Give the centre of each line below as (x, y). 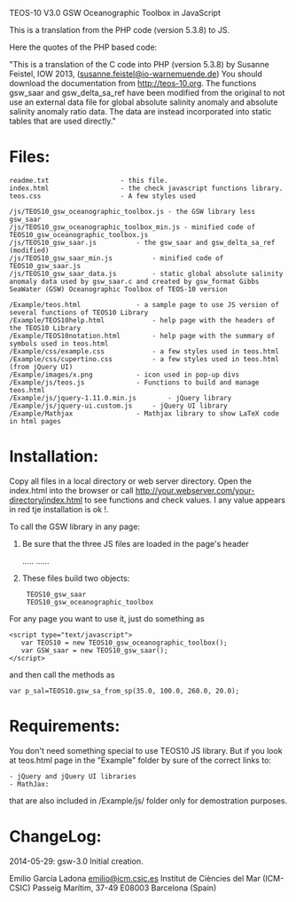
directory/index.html (46, 500)
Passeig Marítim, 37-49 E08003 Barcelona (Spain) (125, 888)
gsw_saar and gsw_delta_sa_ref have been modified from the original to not (147, 93)
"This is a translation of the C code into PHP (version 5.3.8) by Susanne (139, 64)
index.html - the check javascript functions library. (146, 188)
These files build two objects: (76, 578)
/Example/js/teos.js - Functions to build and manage (134, 382)
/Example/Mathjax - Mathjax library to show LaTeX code (144, 413)
